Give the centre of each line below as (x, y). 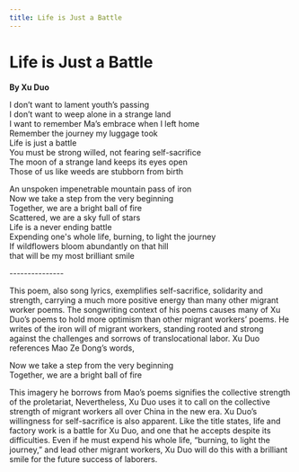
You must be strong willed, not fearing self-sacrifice (106, 152)
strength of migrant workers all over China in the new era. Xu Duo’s (133, 411)
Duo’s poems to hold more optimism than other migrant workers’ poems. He (149, 319)
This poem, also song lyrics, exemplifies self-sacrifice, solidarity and (136, 290)
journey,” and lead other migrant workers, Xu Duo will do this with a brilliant (149, 450)
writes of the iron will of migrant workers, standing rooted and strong (136, 328)
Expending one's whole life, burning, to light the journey (113, 236)
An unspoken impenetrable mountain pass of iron (101, 189)
